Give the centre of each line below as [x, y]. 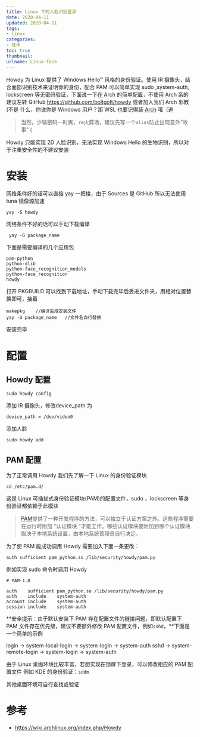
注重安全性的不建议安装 [40, 149]
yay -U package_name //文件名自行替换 [54, 318]
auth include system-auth [46, 597]
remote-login [22, 652]
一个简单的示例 [24, 634]
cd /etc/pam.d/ [25, 487]
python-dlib [21, 264]
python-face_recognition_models [46, 269]
